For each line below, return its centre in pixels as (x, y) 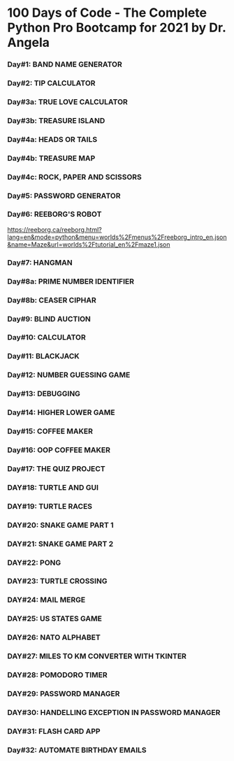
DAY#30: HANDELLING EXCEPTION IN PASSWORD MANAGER (114, 712)
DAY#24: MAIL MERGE (46, 600)
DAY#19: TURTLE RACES (50, 506)
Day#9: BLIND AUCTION (49, 319)
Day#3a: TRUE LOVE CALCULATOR (67, 101)
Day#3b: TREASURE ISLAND (56, 120)
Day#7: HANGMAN (40, 262)
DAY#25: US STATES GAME (55, 618)
